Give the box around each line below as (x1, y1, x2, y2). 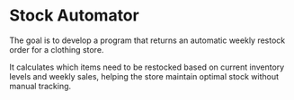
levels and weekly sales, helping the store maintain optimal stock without (9, 71, 280, 81)
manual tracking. (9, 80, 72, 91)
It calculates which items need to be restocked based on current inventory (9, 62, 285, 72)
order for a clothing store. (9, 44, 104, 54)
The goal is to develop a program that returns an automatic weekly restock (9, 35, 286, 46)
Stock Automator (9, 5, 139, 26)
